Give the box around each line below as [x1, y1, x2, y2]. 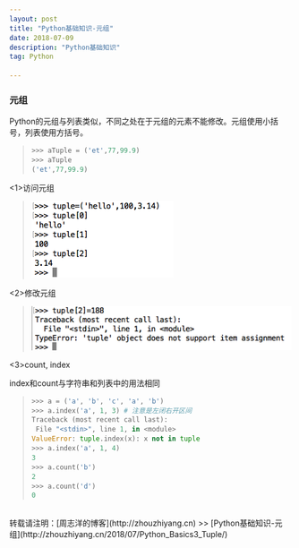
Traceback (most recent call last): [30, 415, 168, 424]
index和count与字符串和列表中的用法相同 [9, 377, 161, 389]
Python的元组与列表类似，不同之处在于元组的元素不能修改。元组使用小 [9, 116, 271, 127]
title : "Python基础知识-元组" [9, 23, 114, 33]
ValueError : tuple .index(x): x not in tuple [30, 434, 201, 443]
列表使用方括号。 [24, 127, 88, 138]
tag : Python [9, 52, 54, 62]
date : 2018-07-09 [9, 33, 74, 42]
